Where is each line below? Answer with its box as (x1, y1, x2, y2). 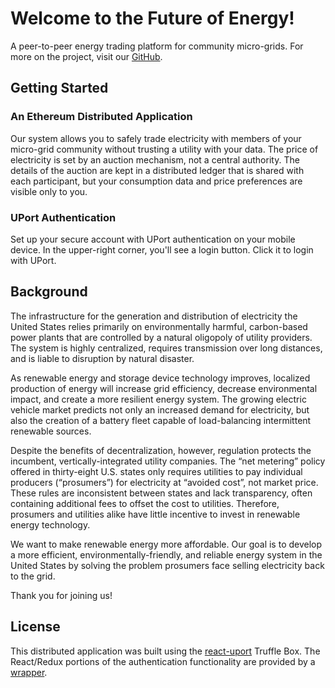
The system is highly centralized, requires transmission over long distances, (10, 342, 323, 354)
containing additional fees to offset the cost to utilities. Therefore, (10, 497, 280, 509)
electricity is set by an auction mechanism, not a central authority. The (10, 153, 300, 166)
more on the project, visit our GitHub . (10, 50, 163, 62)
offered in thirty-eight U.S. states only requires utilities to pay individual (10, 465, 303, 477)
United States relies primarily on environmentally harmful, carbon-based (10, 320, 308, 332)
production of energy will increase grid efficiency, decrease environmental (10, 382, 318, 394)
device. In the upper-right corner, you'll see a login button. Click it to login (10, 243, 314, 256)
